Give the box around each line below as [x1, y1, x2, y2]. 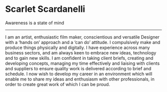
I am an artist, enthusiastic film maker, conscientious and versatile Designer [5, 34, 160, 40]
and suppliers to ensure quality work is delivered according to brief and [5, 65, 152, 71]
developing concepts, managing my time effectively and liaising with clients [5, 60, 160, 66]
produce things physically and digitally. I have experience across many [5, 45, 150, 50]
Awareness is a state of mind [5, 20, 65, 26]
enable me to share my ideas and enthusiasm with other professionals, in [5, 76, 155, 82]
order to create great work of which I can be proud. [5, 81, 110, 87]
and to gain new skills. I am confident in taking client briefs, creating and [5, 55, 154, 61]
